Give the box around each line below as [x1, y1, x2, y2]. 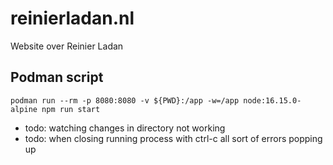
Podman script [10, 69, 104, 86]
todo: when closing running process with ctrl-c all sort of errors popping [24, 132, 323, 144]
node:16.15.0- [243, 95, 302, 106]
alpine [10, 104, 38, 114]
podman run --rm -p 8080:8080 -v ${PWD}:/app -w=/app [10, 95, 240, 106]
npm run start [41, 104, 101, 114]
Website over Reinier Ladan [10, 40, 124, 52]
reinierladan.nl [10, 7, 135, 30]
